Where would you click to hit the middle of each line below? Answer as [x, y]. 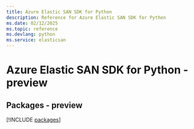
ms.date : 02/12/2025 [32, 23]
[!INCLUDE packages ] [34, 120]
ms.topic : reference [32, 29]
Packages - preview [44, 105]
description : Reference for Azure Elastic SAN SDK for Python [86, 18]
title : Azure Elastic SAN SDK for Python [59, 12]
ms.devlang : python [31, 35]
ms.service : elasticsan [36, 40]
